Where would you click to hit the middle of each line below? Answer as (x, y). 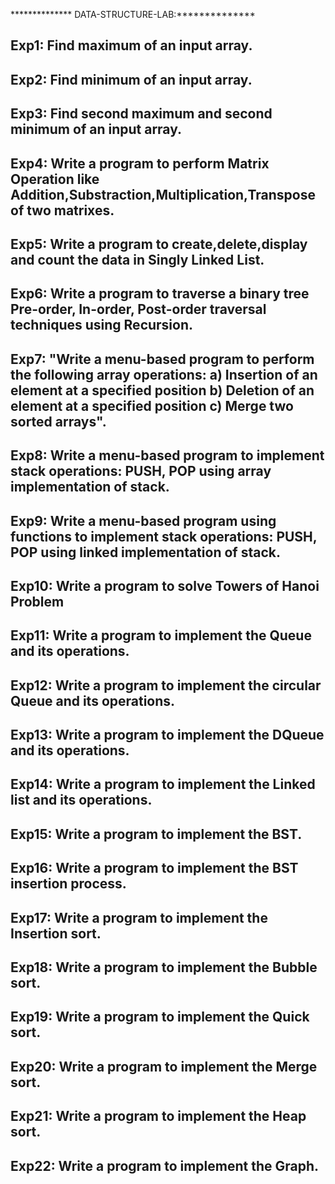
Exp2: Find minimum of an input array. (131, 79)
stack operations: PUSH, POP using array (141, 471)
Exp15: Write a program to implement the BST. (156, 834)
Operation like (55, 179)
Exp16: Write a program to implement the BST (154, 868)
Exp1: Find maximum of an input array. (131, 45)
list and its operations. (81, 800)
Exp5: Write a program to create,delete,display (159, 244)
